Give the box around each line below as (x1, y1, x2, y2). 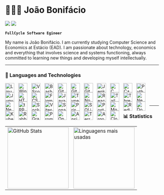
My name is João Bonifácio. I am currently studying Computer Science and (5, 39, 156, 45)
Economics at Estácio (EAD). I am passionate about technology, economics (5, 44, 156, 50)
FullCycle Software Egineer (5, 30, 62, 36)
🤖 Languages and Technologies (5, 72, 82, 78)
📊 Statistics (123, 113, 153, 120)
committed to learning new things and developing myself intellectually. (5, 55, 147, 61)
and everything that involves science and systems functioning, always (5, 49, 146, 55)
